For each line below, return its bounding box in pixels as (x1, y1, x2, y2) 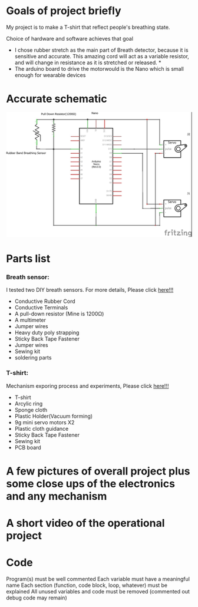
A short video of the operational (6, 517, 165, 530)
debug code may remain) (6, 594, 67, 602)
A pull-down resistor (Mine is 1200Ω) (14, 311, 104, 318)
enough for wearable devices (14, 71, 86, 78)
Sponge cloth (14, 406, 48, 413)
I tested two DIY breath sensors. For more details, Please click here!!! (6, 286, 174, 293)
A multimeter (14, 316, 46, 324)
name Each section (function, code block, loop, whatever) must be (6, 582, 168, 589)
